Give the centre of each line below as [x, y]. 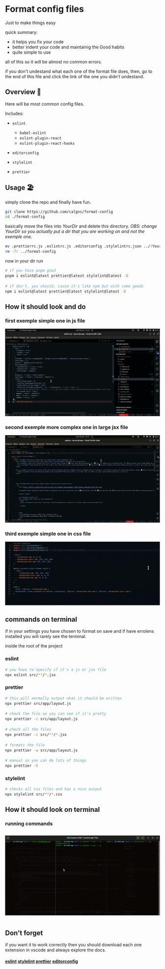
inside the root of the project [34, 646]
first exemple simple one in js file [45, 321]
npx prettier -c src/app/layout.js [41, 719]
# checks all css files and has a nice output [54, 789]
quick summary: [21, 32]
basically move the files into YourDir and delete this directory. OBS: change [81, 226]
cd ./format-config [25, 217]
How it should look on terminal [53, 810]
